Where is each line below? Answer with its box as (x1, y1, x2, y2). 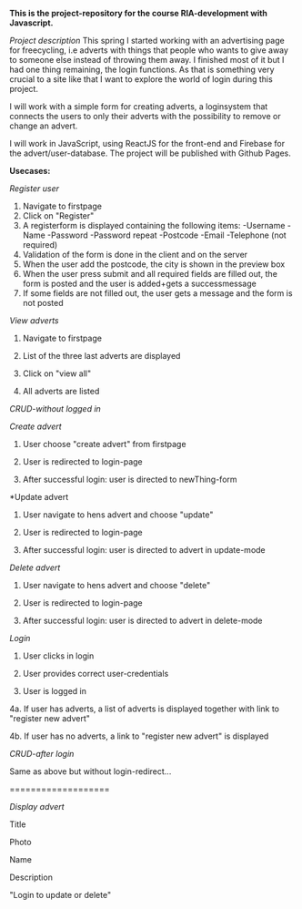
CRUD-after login (9, 749, 75, 759)
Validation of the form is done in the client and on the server (22, 250, 248, 260)
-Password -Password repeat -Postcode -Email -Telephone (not (46, 230, 287, 240)
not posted (22, 298, 64, 308)
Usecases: (9, 166, 51, 176)
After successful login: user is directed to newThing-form (22, 474, 238, 485)
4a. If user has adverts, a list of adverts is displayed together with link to (9, 703, 280, 714)
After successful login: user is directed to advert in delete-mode (22, 615, 263, 626)
